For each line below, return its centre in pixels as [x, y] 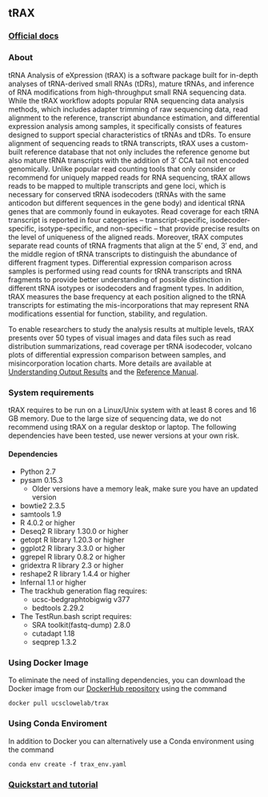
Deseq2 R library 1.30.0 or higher [74, 532]
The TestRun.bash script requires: [76, 617]
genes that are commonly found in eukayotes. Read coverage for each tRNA [134, 211]
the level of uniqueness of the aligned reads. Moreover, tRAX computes [126, 237]
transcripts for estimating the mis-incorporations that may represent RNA [129, 305]
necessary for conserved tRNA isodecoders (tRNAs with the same [117, 194]
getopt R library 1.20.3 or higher [72, 540]
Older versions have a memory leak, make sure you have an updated [145, 489]
